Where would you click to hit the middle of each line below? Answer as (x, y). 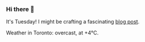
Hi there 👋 (20, 9)
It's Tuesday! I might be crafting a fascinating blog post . (73, 22)
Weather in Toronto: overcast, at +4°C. (52, 33)
